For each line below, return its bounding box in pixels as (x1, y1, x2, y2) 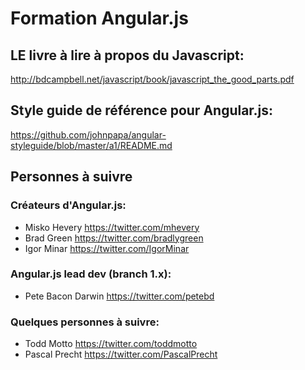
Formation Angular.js (10, 7, 189, 30)
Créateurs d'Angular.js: (10, 198, 127, 212)
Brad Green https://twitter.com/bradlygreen (24, 232, 204, 244)
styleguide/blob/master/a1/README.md (10, 139, 173, 151)
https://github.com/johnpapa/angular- (10, 128, 167, 141)
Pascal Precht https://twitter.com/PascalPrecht (24, 348, 218, 361)
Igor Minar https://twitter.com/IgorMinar (24, 242, 190, 254)
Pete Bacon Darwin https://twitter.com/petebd (24, 290, 215, 302)
